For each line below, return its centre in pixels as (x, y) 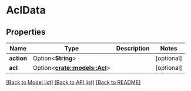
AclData (26, 10)
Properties (26, 32)
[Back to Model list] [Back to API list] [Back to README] (73, 82)
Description (133, 48)
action (18, 58)
